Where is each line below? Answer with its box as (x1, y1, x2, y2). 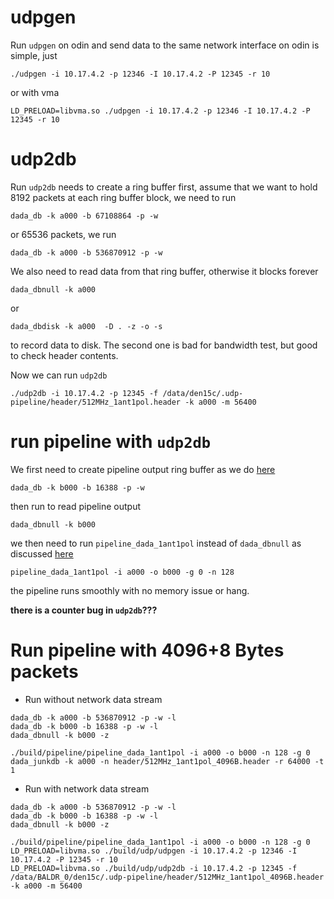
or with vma (10, 86, 60, 98)
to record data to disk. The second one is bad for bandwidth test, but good (10, 339, 318, 351)
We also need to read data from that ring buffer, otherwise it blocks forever (10, 265, 319, 277)
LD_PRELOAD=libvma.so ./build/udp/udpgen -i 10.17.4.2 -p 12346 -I (10, 846, 298, 856)
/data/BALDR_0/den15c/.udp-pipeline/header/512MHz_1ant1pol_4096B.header (10, 872, 325, 882)
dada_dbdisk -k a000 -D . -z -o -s (10, 321, 163, 331)
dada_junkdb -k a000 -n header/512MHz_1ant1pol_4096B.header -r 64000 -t (10, 756, 325, 766)
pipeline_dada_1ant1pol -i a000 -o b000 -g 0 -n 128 (10, 567, 235, 577)
